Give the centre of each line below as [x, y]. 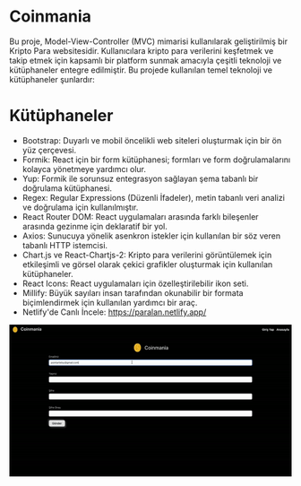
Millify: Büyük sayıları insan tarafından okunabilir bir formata [133, 292]
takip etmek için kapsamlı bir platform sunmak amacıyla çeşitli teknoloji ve [146, 60]
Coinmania [50, 17]
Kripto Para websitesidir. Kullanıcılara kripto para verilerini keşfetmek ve [142, 50]
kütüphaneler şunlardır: [52, 79]
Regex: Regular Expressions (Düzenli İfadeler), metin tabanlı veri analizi [153, 197]
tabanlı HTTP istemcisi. [65, 245]
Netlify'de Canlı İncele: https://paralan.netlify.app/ [114, 312]
